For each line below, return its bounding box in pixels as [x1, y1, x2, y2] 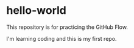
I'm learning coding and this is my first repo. [6, 35, 117, 42]
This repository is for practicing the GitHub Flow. [6, 23, 128, 31]
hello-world [6, 4, 67, 17]
